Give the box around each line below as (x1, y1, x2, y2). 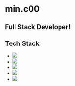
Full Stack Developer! (5, 23, 71, 31)
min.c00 (5, 3, 40, 15)
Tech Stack (5, 39, 40, 47)
